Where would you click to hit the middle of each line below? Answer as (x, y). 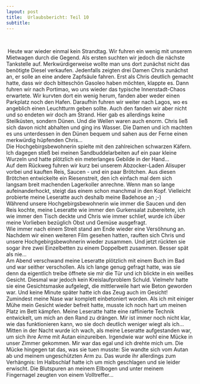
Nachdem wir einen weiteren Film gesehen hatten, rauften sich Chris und (96, 235)
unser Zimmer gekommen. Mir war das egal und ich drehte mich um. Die (95, 343)
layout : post (22, 12)
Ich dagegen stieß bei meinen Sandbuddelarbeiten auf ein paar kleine (91, 153)
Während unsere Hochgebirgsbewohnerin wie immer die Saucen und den (96, 204)
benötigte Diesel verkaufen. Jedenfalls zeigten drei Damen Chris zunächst (97, 70)
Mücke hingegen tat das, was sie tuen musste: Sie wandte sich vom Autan (97, 349)
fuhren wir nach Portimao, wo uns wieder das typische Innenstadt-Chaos (96, 90)
